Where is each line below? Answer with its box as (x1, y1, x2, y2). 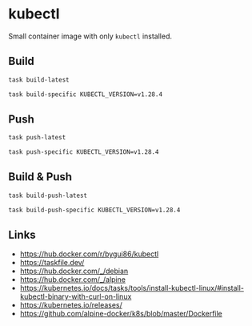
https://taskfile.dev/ (19, 258, 85, 268)
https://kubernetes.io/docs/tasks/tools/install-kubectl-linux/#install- (19, 284, 244, 293)
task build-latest (8, 75, 70, 84)
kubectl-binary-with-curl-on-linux (19, 292, 132, 301)
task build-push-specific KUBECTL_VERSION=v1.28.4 (8, 206, 181, 214)
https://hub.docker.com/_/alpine (19, 275, 126, 284)
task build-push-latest (8, 191, 88, 199)
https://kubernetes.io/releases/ (19, 300, 122, 310)
